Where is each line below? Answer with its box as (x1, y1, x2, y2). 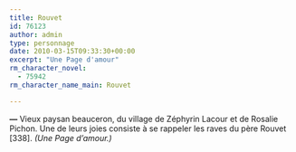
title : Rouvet (9, 13, 63, 23)
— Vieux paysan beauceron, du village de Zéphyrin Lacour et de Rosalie (9, 113, 279, 124)
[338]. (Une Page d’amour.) (9, 132, 112, 143)
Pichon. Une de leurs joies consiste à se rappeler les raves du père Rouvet (9, 123, 287, 134)
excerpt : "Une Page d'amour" (9, 55, 119, 64)
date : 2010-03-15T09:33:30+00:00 (9, 47, 136, 56)
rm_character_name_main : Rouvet (9, 81, 131, 90)
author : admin (9, 30, 63, 39)
